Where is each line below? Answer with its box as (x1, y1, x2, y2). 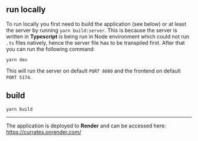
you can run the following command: (6, 45, 95, 53)
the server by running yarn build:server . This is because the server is (6, 27, 178, 34)
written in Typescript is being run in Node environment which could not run (6, 32, 190, 40)
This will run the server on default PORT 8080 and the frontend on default (6, 67, 181, 74)
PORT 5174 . (6, 73, 32, 80)
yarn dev (6, 57, 28, 63)
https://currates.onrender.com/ (6, 128, 81, 135)
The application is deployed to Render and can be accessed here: (6, 122, 166, 129)
